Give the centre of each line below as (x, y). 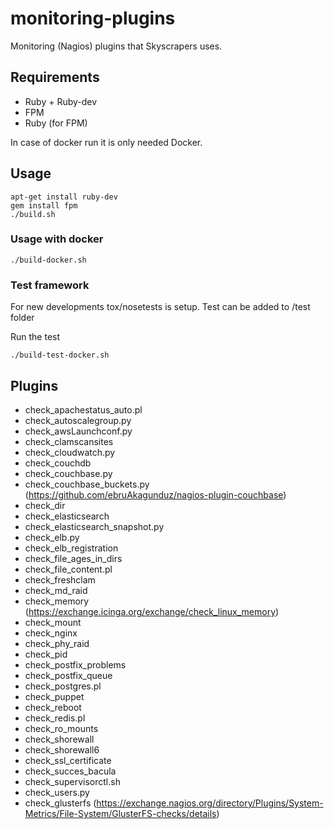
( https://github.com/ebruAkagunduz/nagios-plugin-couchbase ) (155, 494)
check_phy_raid (57, 643)
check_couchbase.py (68, 473)
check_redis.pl (55, 718)
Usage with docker (57, 239)
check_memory (57, 601)
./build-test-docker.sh (60, 355)
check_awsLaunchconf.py (78, 431)
